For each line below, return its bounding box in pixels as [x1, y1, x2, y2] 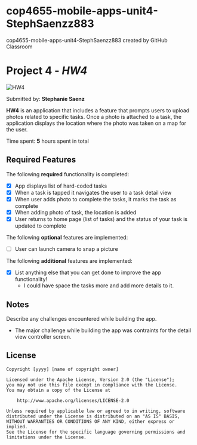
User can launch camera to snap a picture [14, 245, 118, 252]
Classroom [6, 43, 33, 50]
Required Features [6, 155, 76, 165]
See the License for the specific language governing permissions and [6, 429, 186, 435]
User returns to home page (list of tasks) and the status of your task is [14, 215, 188, 222]
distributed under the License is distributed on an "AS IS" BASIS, [6, 413, 180, 419]
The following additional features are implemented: [6, 257, 133, 265]
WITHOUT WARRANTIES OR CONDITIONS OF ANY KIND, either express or [6, 418, 175, 425]
